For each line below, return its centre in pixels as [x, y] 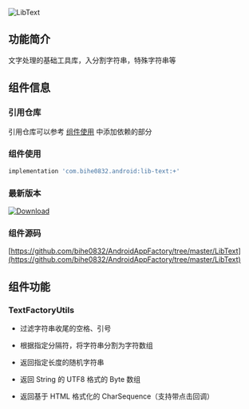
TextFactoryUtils [41, 310]
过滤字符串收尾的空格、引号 [65, 328]
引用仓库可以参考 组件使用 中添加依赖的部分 [80, 131]
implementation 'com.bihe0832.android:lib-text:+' [94, 171]
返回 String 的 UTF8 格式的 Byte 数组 [80, 379]
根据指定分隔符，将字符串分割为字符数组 [86, 345]
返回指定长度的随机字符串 [62, 362]
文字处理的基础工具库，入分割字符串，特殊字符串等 [92, 60]
